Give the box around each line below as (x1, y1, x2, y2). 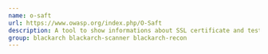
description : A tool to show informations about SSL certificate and (8, 26, 245, 34)
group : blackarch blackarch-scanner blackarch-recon (8, 33, 187, 42)
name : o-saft (8, 11, 52, 20)
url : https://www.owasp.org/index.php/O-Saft (8, 19, 162, 27)
